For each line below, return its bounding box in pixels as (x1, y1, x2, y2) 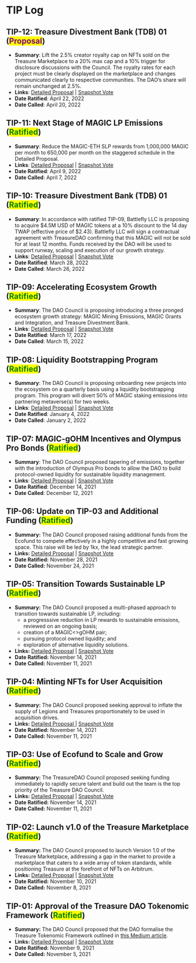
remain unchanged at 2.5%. (14, 82, 82, 90)
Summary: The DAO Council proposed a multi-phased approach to (14, 604, 177, 611)
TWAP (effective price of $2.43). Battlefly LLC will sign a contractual (14, 228, 180, 235)
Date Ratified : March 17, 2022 (14, 332, 87, 339)
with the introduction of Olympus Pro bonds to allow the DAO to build (14, 465, 181, 472)
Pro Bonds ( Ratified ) (6, 443, 81, 453)
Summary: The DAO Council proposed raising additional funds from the (14, 531, 188, 538)
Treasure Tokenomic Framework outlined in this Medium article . (14, 931, 169, 939)
